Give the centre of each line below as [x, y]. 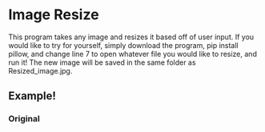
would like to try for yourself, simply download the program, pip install [123, 45]
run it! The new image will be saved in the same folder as [102, 62]
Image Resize [54, 15]
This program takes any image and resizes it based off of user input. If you [131, 37]
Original [24, 119]
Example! [32, 96]
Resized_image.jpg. [40, 70]
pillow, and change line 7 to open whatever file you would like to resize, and [133, 54]
